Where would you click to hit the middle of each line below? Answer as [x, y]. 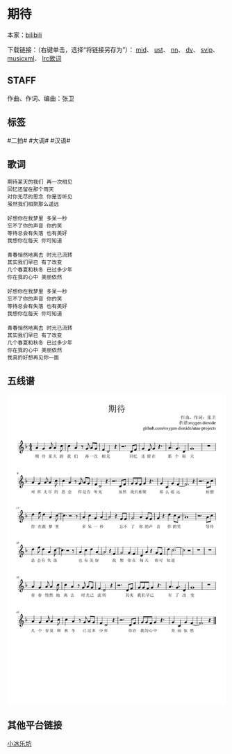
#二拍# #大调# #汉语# [39, 141]
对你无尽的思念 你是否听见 [40, 197]
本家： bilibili [25, 35]
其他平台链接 [35, 725]
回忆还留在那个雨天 [31, 190]
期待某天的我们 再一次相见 [40, 182]
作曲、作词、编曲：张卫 [41, 98]
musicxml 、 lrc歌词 [34, 58]
